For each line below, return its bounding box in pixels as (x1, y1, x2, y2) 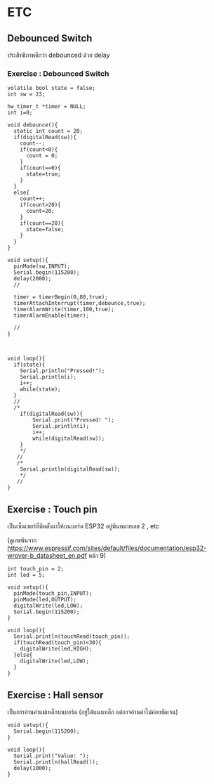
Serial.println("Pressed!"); (20, 367, 105, 374)
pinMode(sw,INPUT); (13, 263, 71, 270)
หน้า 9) (88, 551, 107, 560)
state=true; (25, 171, 61, 178)
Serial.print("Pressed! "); (32, 417, 114, 424)
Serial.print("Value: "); (13, 752, 90, 759)
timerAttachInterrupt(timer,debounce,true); (13, 300, 146, 307)
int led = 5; (7, 572, 46, 579)
